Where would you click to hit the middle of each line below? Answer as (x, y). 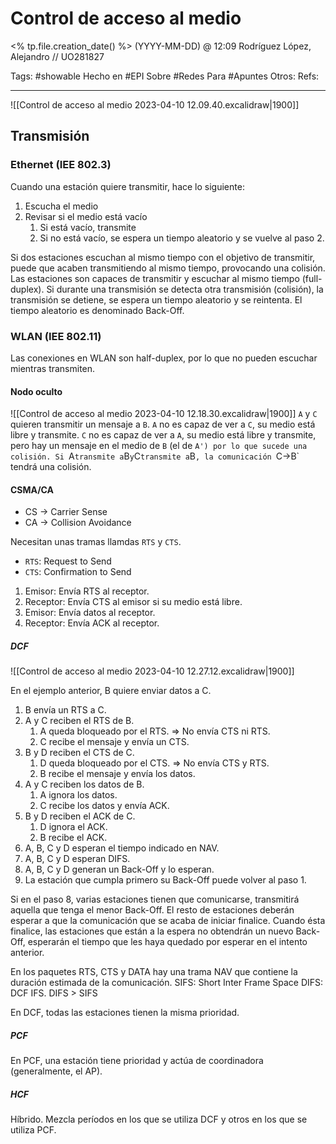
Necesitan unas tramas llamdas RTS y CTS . (96, 542)
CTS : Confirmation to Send (78, 572)
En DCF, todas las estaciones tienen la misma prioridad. (125, 1013)
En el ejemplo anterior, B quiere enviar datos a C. (111, 691)
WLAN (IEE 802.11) (56, 336)
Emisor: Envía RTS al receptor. (87, 591)
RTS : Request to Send (68, 561)
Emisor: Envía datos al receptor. (90, 613)
